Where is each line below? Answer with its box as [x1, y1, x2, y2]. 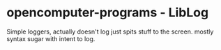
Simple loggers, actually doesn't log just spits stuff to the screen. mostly [6, 27, 214, 36]
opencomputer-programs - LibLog [6, 5, 209, 21]
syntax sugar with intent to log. [6, 34, 96, 42]
